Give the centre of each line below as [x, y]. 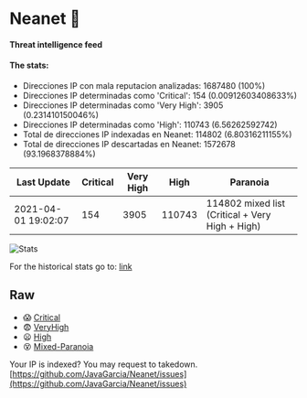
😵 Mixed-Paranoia [58, 346]
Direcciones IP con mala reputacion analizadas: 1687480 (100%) [144, 85]
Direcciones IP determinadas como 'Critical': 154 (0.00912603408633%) [160, 95]
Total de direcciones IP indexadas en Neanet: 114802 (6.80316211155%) [157, 134]
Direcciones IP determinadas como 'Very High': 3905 [123, 105]
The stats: [29, 65]
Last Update [44, 182]
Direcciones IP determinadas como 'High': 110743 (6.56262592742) [150, 124]
